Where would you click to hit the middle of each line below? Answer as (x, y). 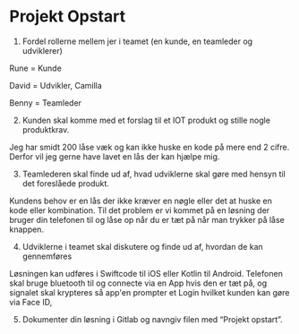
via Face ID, (31, 302)
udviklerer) (42, 50)
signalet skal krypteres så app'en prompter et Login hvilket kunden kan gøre (149, 292)
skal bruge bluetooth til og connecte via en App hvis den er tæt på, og (138, 283)
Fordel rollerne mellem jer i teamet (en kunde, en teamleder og (137, 41)
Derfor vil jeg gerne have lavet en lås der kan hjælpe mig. (115, 156)
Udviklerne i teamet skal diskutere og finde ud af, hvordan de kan (143, 246)
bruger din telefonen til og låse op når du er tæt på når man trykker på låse (147, 219)
